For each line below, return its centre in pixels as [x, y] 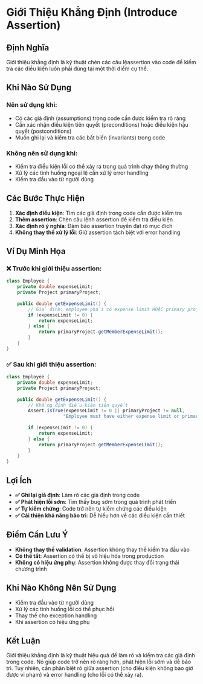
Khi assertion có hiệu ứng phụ [52, 622]
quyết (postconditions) [43, 131]
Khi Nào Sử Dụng [39, 88]
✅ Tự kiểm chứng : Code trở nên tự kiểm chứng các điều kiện [91, 508]
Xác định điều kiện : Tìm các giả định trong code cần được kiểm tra [98, 213]
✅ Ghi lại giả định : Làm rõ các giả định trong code [77, 495]
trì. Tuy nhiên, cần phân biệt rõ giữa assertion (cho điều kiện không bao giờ [100, 668]
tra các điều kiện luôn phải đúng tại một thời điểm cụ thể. [77, 69]
